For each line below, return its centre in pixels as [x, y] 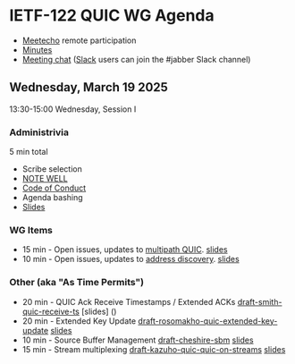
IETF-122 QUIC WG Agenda [112, 16]
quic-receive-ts [51, 311]
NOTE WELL [45, 179]
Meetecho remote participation [79, 40]
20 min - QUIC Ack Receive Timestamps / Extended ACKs [129, 301]
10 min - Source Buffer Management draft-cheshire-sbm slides [138, 340]
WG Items [31, 230]
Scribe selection [52, 169]
